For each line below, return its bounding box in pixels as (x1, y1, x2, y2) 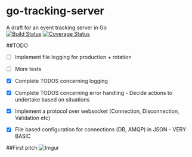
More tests (14, 66, 42, 72)
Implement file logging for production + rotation (14, 53, 132, 60)
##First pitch (6, 144, 38, 152)
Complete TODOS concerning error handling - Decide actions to (14, 90, 173, 97)
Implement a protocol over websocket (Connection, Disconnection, (14, 107, 180, 115)
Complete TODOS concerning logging (14, 78, 109, 85)
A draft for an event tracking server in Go (6, 24, 107, 31)
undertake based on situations (14, 96, 90, 103)
